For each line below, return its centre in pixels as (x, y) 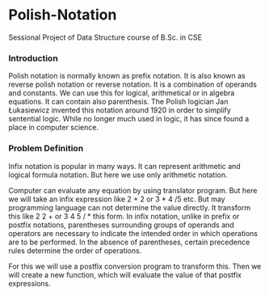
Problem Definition (46, 149)
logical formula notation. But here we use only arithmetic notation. (118, 175)
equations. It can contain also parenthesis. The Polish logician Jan (118, 102)
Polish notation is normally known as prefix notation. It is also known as (127, 76)
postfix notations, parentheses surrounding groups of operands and (121, 225)
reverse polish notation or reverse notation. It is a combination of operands (132, 85)
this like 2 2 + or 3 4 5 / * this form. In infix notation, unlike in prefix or (124, 216)
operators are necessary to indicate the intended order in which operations (133, 233)
